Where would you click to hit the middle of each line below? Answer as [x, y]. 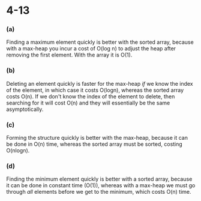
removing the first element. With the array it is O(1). [69, 55]
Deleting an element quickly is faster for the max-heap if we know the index [100, 83]
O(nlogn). [18, 151]
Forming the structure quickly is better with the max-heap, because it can [97, 138]
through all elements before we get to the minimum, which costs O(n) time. [99, 192]
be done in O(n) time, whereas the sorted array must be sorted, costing [94, 144]
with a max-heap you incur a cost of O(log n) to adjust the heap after [91, 49]
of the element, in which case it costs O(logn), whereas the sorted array [95, 90]
